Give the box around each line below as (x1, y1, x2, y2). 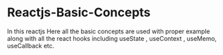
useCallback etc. (7, 41, 55, 50)
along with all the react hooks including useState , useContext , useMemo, (7, 34, 218, 42)
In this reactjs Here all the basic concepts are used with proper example (7, 27, 211, 35)
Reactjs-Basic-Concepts (7, 5, 151, 20)
